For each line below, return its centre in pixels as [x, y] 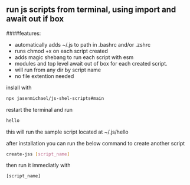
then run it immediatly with [38, 165]
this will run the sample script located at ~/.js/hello [67, 132]
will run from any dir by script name [58, 70]
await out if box [35, 19]
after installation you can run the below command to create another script [96, 143]
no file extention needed [44, 76]
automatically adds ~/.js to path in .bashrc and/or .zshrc [83, 44]
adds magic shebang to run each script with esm [74, 57]
